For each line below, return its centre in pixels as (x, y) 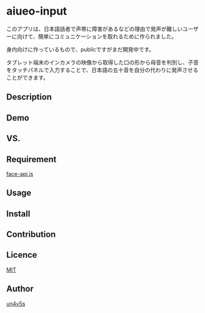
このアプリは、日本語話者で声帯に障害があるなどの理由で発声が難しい (95, 29)
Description (29, 97)
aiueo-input (37, 11)
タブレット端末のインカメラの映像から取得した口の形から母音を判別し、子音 (103, 62)
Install (18, 213)
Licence (22, 255)
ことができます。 (27, 77)
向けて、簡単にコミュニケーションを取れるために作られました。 (97, 36)
